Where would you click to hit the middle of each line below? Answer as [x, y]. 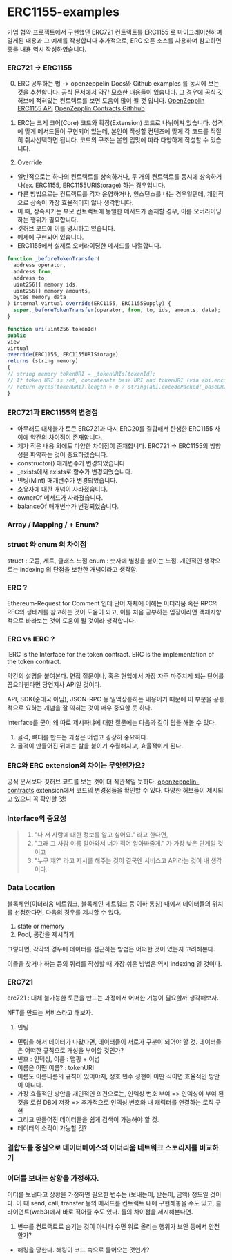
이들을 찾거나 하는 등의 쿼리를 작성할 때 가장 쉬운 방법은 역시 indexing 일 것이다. [115, 963]
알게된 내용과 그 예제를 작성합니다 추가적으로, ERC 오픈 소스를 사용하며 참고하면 [115, 40]
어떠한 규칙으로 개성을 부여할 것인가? [74, 1050]
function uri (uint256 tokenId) [52, 329]
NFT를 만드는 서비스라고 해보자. [50, 1012]
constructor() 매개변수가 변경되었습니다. [72, 463]
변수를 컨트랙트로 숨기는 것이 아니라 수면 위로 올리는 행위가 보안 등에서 [112, 1227]
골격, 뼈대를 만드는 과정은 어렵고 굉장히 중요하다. [83, 737]
